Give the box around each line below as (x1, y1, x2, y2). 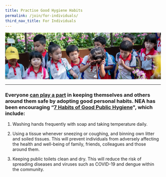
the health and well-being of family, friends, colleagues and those (12, 141, 146, 147)
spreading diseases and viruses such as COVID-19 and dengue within (12, 161, 155, 167)
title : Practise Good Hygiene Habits (5, 8, 83, 13)
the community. (12, 167, 44, 173)
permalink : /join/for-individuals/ (5, 13, 79, 18)
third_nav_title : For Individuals (5, 18, 77, 23)
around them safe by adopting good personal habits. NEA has (5, 98, 156, 105)
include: (5, 110, 26, 117)
